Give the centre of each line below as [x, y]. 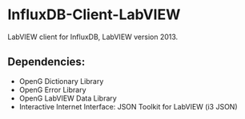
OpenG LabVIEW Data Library [68, 98]
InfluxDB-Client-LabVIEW [94, 15]
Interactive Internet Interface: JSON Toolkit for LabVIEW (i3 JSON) [128, 106]
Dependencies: [46, 62]
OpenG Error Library [52, 89]
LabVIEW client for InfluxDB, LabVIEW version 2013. [93, 37]
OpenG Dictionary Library [61, 81]
